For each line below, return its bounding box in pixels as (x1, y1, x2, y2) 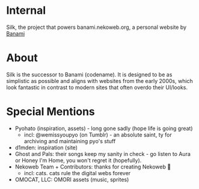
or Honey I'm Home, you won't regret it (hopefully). (14, 156, 142, 164)
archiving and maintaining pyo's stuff (23, 137, 116, 144)
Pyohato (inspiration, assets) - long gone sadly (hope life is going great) (14, 125, 194, 132)
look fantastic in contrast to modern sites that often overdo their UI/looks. (6, 84, 188, 91)
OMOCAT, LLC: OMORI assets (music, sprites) (14, 176, 129, 183)
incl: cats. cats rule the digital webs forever (23, 169, 131, 176)
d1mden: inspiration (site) (14, 144, 78, 151)
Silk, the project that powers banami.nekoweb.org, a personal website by (6, 23, 187, 31)
